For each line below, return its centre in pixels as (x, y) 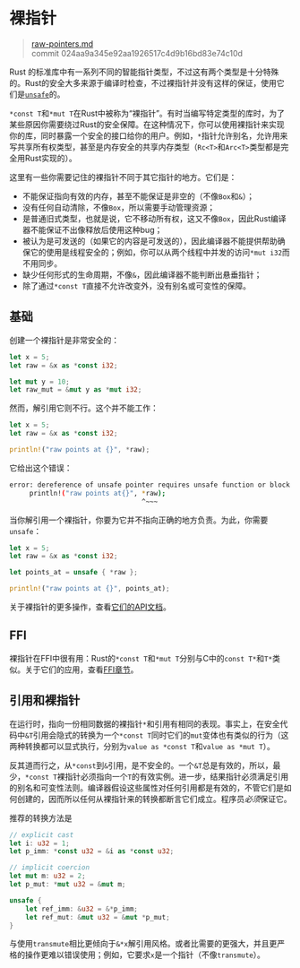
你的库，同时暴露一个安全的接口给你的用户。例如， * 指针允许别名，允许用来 (149, 135)
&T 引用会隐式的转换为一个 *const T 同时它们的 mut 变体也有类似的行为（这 (157, 735)
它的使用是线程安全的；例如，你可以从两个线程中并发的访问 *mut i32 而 (160, 252)
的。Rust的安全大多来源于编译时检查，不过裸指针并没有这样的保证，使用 (143, 82)
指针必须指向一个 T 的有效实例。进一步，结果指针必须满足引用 (177, 776)
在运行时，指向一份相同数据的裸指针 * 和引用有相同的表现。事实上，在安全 (145, 723)
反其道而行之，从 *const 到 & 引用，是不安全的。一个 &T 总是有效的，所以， (141, 765)
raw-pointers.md (62, 43)
